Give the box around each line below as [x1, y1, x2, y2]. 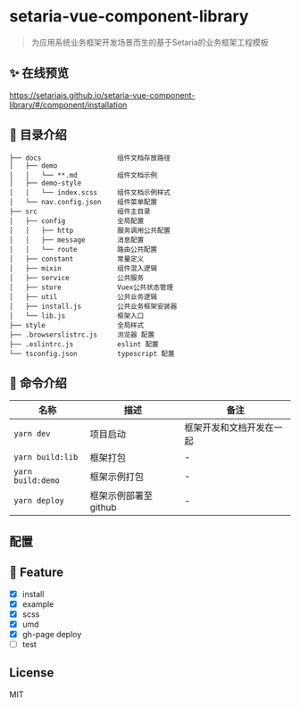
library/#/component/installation [9, 99, 128, 110]
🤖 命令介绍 [9, 375, 67, 390]
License [9, 665, 54, 680]
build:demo [13, 476, 60, 486]
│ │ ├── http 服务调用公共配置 [9, 226, 171, 235]
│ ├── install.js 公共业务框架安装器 [9, 302, 178, 311]
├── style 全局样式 [9, 320, 145, 329]
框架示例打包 [89, 470, 145, 483]
